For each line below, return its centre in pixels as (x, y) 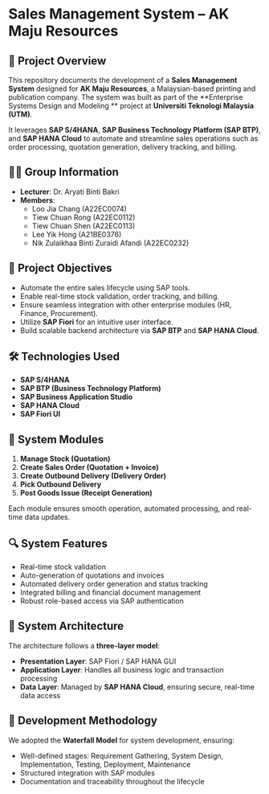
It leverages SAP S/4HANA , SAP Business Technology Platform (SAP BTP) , (134, 130)
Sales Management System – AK (119, 14)
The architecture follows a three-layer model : (84, 645)
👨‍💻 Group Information (63, 173)
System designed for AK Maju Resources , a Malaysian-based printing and (132, 88)
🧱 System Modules (56, 439)
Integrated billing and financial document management (110, 593)
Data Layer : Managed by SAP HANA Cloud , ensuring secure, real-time (137, 687)
